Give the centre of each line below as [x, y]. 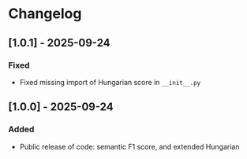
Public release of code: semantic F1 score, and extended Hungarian [129, 146]
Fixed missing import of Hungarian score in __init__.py [110, 82]
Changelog [45, 14]
